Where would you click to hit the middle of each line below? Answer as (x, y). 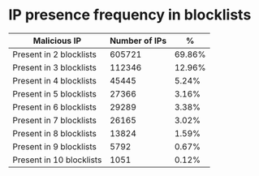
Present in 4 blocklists (55, 80)
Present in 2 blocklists (55, 54)
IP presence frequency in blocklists (130, 15)
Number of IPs (138, 41)
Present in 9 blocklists (55, 146)
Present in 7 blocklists (55, 120)
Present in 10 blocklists (57, 160)
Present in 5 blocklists (55, 93)
